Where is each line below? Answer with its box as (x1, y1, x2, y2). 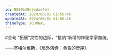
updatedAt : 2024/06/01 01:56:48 (5, 16, 71, 21)
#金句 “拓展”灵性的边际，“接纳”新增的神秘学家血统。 (5, 35, 111, 40)
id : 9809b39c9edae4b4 (5, 7, 49, 12)
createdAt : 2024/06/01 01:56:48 (5, 12, 71, 17)
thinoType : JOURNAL (5, 20, 45, 26)
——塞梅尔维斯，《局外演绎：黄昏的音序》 (5, 45, 89, 51)
